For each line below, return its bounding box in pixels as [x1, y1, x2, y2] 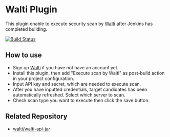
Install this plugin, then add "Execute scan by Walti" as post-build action [12, 70, 165, 76]
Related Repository [5, 112, 68, 121]
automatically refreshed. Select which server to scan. [12, 91, 125, 98]
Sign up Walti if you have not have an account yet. [12, 64, 119, 70]
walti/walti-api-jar [12, 126, 50, 132]
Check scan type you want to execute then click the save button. [12, 97, 150, 103]
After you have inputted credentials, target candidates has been [12, 86, 147, 92]
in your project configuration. [12, 75, 74, 82]
